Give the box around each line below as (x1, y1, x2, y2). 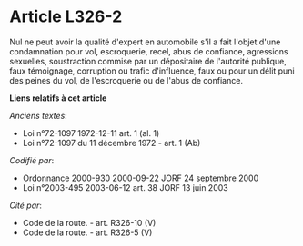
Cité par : (9, 200, 43, 211)
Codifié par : (9, 154, 55, 165)
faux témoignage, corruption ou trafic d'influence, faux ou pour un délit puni (9, 65, 295, 76)
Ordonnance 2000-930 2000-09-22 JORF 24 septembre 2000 (22, 172, 259, 183)
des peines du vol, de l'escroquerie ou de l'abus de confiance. (9, 74, 244, 85)
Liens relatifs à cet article (9, 93, 107, 103)
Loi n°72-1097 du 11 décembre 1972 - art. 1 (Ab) (22, 137, 201, 148)
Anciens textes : (9, 110, 68, 121)
